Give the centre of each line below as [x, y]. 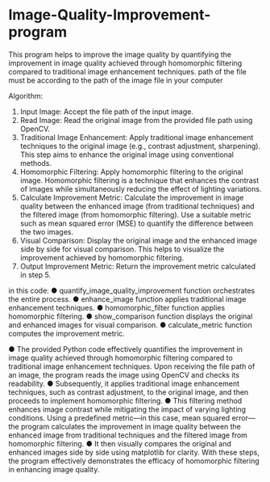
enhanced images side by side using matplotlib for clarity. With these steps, [134, 452]
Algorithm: [25, 95]
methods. [36, 163]
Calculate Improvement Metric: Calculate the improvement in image [132, 197]
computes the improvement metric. [66, 333]
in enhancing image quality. [54, 469]
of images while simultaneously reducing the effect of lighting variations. [141, 188]
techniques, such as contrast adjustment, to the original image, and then [129, 392]
